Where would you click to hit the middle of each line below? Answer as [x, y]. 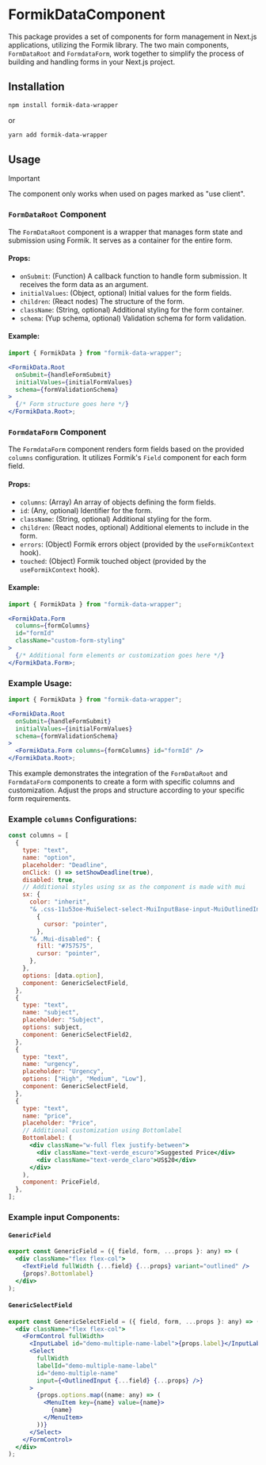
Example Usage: [40, 683]
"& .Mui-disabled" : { [65, 939]
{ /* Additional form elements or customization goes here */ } [120, 655]
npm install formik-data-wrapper [63, 105]
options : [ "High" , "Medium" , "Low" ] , [85, 1079]
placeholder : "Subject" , [63, 1020]
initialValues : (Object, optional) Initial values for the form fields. [125, 293]
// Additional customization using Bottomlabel [102, 1131]
